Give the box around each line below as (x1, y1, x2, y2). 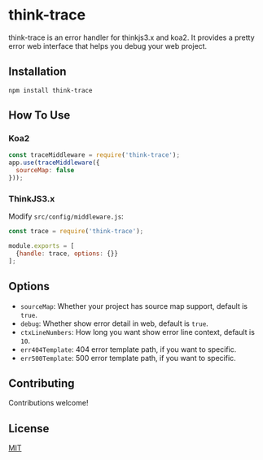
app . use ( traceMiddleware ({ (8, 158, 100, 167)
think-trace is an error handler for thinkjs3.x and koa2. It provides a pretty (8, 33, 255, 42)
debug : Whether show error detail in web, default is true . (20, 319, 209, 328)
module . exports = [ (8, 242, 75, 250)
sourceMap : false (15, 167, 75, 175)
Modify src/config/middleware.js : (8, 211, 124, 221)
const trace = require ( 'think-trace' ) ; (8, 228, 144, 236)
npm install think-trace (8, 86, 93, 94)
